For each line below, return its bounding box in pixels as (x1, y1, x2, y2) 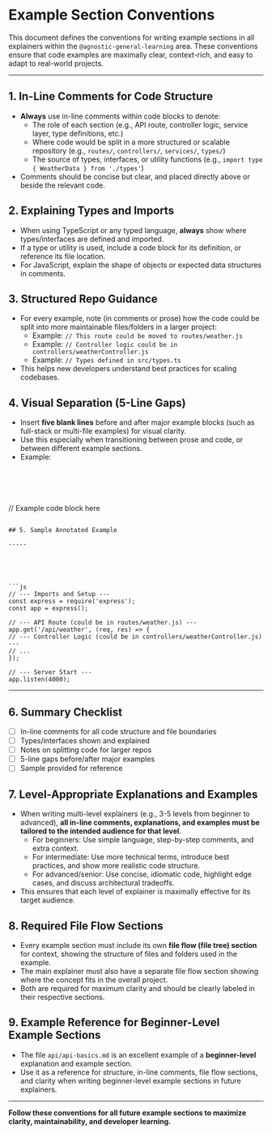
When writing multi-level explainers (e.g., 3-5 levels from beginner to (19, 809, 251, 819)
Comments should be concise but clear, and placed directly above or (19, 171, 250, 181)
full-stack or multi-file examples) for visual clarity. (19, 426, 187, 436)
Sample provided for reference (19, 764, 123, 773)
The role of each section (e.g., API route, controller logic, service (32, 119, 249, 129)
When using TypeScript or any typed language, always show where (19, 225, 247, 235)
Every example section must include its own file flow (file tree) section (19, 940, 257, 950)
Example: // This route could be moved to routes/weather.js (32, 331, 243, 340)
